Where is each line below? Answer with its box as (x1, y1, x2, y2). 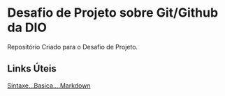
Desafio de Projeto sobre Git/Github (7, 5, 219, 21)
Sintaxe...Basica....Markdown (7, 81, 91, 90)
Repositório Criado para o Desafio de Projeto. (7, 42, 138, 51)
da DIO (7, 19, 48, 35)
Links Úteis (7, 63, 57, 74)
